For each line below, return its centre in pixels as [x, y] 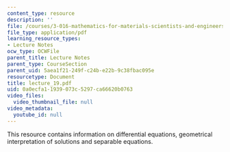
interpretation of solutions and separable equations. [80, 141]
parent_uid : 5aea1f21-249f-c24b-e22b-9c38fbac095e [81, 70]
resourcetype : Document [41, 77]
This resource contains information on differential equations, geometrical [110, 134]
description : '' [30, 20]
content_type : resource [41, 13]
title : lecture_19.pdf [39, 83]
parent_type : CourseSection [47, 64]
